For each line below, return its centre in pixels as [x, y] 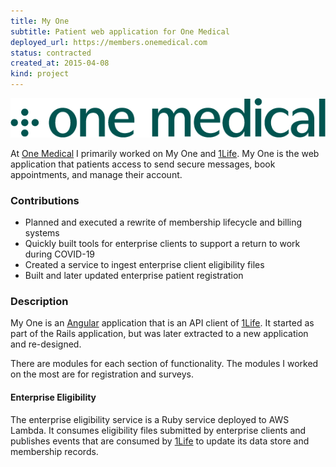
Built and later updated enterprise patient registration [134, 276]
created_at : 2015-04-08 [60, 63]
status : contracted [51, 53]
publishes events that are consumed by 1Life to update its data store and [160, 441]
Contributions [45, 200]
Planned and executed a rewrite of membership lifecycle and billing [163, 222]
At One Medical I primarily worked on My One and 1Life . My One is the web [165, 153]
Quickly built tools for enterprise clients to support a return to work [162, 244]
